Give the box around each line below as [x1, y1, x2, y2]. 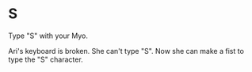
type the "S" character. [8, 55, 83, 64]
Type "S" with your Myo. [8, 31, 89, 40]
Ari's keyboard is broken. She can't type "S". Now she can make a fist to [8, 46, 244, 55]
